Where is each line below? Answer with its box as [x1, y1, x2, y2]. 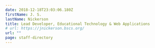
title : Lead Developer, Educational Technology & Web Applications [5, 21, 150, 26]
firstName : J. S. [5, 12, 42, 17]
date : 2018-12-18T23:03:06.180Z [5, 7, 73, 12]
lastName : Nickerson [5, 16, 49, 21]
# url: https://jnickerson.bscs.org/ [5, 26, 85, 31]
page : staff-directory [5, 35, 53, 40]
